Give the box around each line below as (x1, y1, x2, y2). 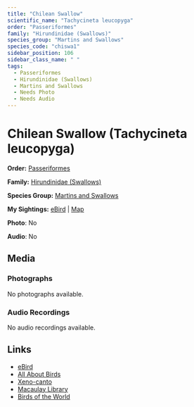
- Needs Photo (13, 89, 55, 96)
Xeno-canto (17, 377, 53, 386)
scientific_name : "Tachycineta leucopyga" (7, 17, 134, 24)
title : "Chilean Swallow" (7, 10, 83, 18)
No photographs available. (7, 289, 84, 298)
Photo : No (7, 218, 37, 227)
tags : (7, 63, 23, 70)
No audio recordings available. (7, 323, 96, 332)
